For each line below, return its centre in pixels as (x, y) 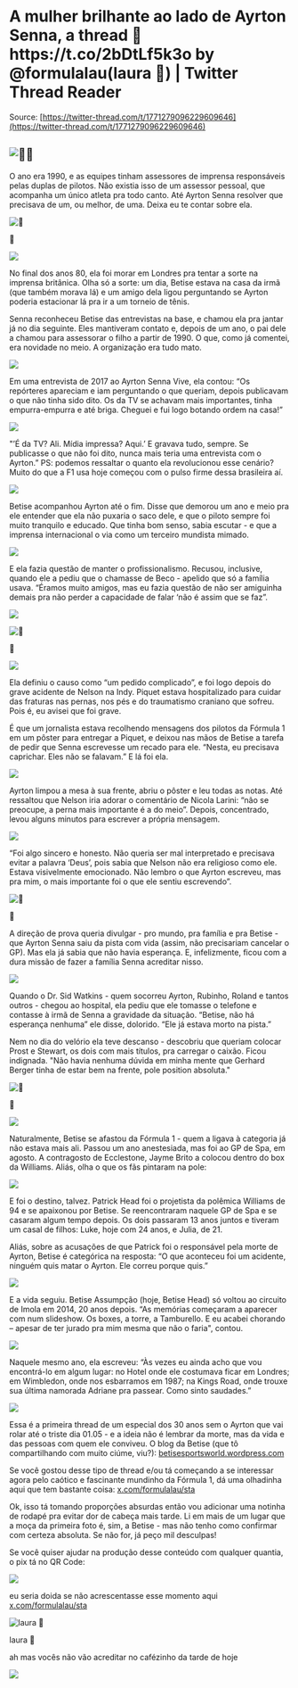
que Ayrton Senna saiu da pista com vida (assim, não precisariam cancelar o (149, 942)
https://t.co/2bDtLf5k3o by (112, 54)
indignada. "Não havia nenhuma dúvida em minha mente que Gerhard (137, 1060)
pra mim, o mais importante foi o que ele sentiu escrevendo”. (121, 881)
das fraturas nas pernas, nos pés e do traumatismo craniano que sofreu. (142, 701)
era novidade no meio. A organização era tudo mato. (105, 347)
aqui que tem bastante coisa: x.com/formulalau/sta (102, 1489)
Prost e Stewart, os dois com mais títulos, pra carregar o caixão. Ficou (138, 1051)
